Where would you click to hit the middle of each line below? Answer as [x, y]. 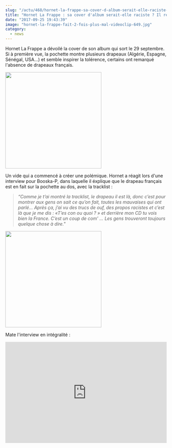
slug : [11, 10]
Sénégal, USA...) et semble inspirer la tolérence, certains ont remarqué [80, 59]
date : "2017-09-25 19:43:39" [36, 20]
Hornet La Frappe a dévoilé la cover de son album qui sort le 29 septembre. [85, 49]
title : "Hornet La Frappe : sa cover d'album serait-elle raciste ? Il [83, 15]
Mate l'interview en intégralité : [38, 335]
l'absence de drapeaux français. [39, 65]
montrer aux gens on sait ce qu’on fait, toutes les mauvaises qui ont [90, 202]
